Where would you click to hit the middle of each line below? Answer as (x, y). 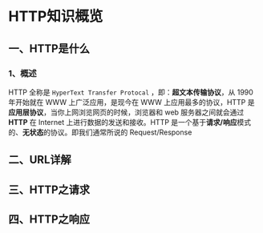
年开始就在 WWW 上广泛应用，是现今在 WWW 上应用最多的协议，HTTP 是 (131, 102)
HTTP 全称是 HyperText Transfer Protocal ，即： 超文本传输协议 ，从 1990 (131, 92)
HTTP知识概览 (56, 16)
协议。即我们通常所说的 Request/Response (121, 132)
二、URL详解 (40, 160)
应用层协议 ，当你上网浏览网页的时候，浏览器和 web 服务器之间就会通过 (126, 112)
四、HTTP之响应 (49, 220)
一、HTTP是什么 (49, 48)
